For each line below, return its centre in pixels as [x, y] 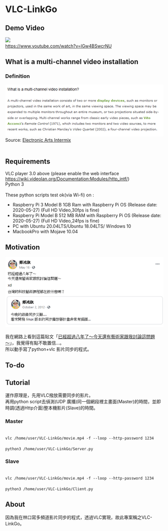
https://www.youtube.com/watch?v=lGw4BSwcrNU [59, 46]
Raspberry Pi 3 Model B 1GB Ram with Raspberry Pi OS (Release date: [85, 205]
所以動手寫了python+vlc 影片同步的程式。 [49, 349]
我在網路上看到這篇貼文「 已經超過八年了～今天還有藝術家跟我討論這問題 [80, 336]
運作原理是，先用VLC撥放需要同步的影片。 [49, 395]
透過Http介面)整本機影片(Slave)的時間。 [57, 408]
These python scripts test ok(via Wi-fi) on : [50, 195]
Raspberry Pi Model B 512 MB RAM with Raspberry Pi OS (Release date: [87, 216]
